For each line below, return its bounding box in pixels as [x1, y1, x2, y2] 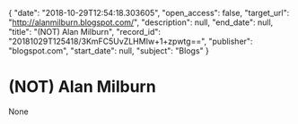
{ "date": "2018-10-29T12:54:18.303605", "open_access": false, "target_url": [8, 8, 290, 18]
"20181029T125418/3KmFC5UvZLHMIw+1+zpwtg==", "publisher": [8, 36, 253, 46]
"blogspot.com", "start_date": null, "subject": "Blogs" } [8, 45, 210, 56]
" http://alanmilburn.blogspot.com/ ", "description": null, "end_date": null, [8, 17, 274, 28]
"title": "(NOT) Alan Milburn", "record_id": [8, 27, 162, 37]
